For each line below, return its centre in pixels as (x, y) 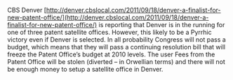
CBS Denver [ (27, 10)
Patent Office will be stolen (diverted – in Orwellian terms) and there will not (116, 62)
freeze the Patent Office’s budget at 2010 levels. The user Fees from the (111, 54)
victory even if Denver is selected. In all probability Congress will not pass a (116, 40)
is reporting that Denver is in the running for (162, 25)
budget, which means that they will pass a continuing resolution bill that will (116, 47)
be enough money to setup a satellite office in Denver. (85, 69)
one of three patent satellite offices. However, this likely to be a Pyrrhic (109, 32)
